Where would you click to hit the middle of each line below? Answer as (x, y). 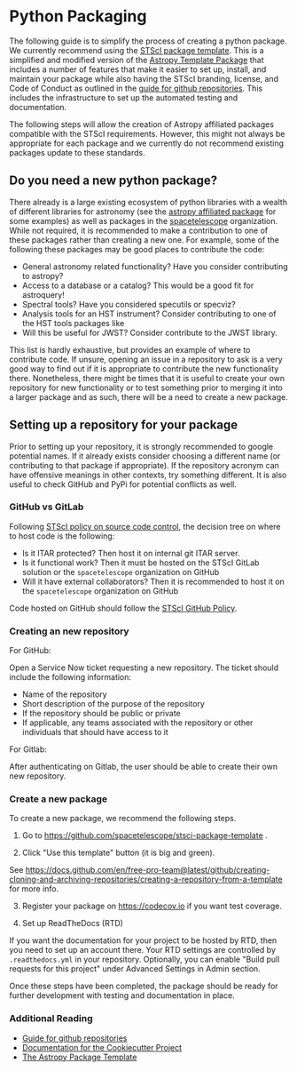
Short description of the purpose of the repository (113, 704)
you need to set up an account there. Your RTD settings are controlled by (143, 950)
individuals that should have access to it (95, 732)
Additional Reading (51, 1019)
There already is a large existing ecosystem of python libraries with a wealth (148, 202)
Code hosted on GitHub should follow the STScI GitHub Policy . (123, 608)
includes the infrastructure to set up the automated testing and (124, 97)
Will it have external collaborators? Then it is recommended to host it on (153, 581)
